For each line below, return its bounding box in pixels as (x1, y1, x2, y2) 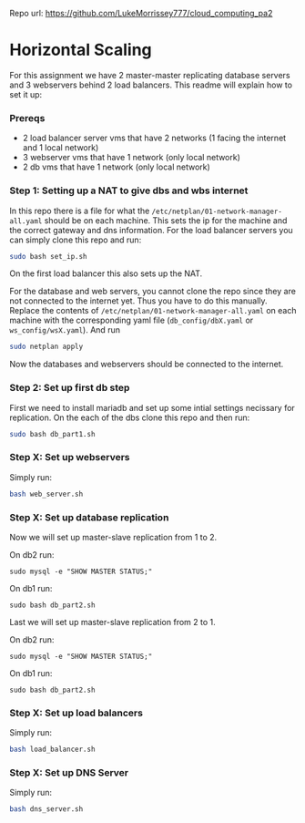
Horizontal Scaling (9, 40, 152, 60)
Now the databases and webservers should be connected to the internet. (9, 359, 284, 370)
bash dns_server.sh (9, 805, 84, 814)
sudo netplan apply (9, 342, 84, 352)
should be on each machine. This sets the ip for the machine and (44, 214, 288, 226)
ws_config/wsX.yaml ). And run (9, 324, 121, 335)
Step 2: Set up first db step (9, 382, 130, 395)
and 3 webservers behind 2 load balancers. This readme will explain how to (9, 79, 293, 90)
